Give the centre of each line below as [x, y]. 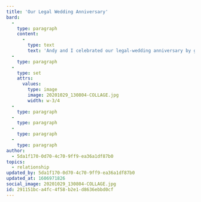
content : [28, 34]
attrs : [25, 78]
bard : [13, 17]
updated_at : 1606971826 [36, 179]
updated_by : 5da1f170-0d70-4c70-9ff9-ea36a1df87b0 [71, 173]
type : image [43, 90]
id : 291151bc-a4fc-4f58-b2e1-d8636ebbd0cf [60, 189]
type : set [29, 73]
